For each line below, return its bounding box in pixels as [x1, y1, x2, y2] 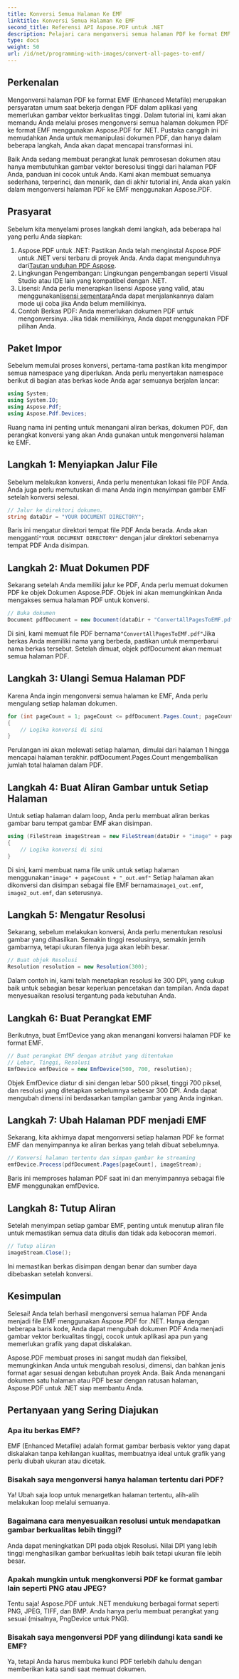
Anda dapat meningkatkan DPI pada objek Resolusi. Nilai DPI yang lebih [7, 1541, 218, 1550]
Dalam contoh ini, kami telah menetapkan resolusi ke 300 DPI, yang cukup [7, 976, 225, 985]
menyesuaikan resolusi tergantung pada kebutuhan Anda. [7, 991, 176, 1000]
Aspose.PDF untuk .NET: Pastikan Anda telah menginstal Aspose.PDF [17, 246, 222, 254]
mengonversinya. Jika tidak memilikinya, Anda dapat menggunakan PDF [17, 314, 230, 323]
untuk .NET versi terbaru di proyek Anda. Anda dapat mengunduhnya [17, 254, 221, 262]
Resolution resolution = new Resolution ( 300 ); [7, 964, 148, 971]
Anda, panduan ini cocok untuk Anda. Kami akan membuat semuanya [7, 170, 211, 178]
